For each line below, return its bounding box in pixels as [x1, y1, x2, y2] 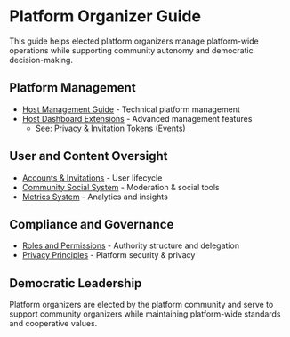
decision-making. [9, 54, 74, 65]
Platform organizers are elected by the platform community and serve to [9, 300, 274, 310]
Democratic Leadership [9, 276, 142, 291]
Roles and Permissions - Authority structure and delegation [21, 240, 240, 251]
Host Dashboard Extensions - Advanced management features [21, 113, 253, 124]
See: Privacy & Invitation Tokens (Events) [35, 123, 186, 133]
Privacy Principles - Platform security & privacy [21, 250, 196, 261]
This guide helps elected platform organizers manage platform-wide [9, 36, 260, 46]
